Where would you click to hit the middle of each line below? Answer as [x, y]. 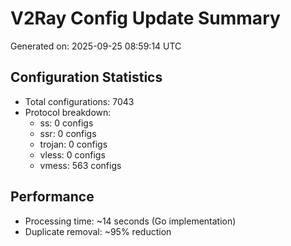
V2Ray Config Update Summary [145, 18]
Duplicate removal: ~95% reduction [98, 231]
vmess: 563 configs [80, 165]
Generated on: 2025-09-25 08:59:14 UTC [96, 46]
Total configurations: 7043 [79, 101]
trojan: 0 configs [73, 144]
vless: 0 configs [72, 154]
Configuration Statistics [86, 77]
